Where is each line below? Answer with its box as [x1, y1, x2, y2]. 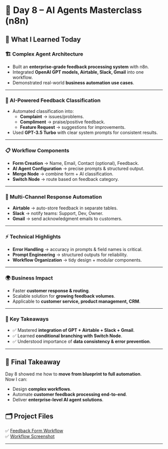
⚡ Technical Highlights [5, 233, 61, 240]
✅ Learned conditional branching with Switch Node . [12, 333, 122, 339]
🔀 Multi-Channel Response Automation [5, 193, 102, 200]
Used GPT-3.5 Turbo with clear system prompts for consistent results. [12, 130, 158, 136]
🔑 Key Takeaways [5, 316, 49, 323]
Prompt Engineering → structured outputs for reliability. [12, 252, 128, 258]
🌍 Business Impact [5, 274, 53, 281]
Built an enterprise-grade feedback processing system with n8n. [12, 64, 149, 70]
